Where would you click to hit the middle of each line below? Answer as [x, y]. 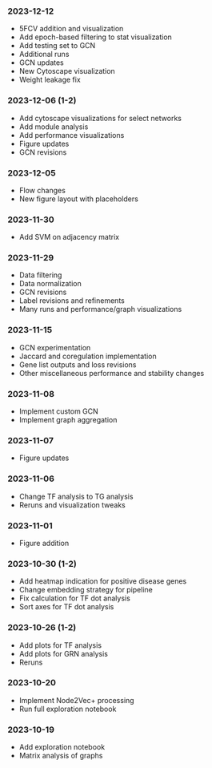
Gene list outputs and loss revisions [78, 364]
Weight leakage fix [50, 80]
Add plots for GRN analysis [64, 653]
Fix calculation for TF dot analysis [75, 598]
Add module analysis [54, 127]
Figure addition [44, 543]
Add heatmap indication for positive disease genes [103, 581]
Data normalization [50, 284]
